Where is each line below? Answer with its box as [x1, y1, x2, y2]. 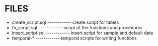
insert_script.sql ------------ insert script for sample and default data [11, 30, 154, 36]
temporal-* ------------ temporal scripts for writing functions [11, 35, 137, 41]
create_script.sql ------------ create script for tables [11, 19, 119, 25]
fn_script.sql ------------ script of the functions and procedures [11, 24, 143, 30]
